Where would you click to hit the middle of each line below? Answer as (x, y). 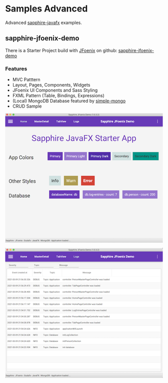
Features (16, 69)
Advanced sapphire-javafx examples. (44, 23)
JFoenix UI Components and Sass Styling (55, 90)
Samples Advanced (46, 9)
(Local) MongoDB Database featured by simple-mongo (69, 101)
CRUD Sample (27, 106)
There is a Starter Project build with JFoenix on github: (61, 50)
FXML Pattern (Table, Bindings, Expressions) (58, 96)
